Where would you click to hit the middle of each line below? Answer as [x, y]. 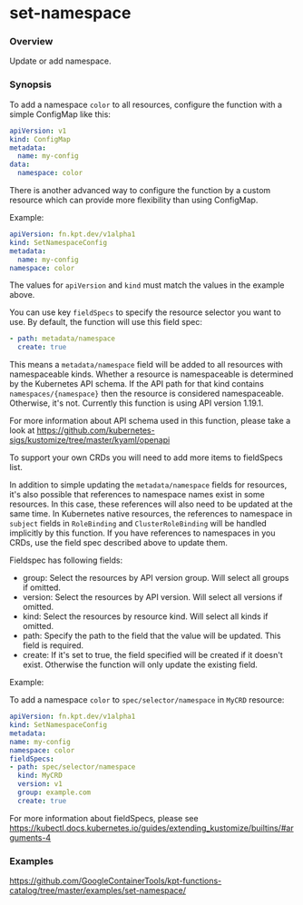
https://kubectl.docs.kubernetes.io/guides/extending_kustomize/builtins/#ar [151, 828]
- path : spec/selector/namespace [73, 767]
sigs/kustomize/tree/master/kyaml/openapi [90, 440]
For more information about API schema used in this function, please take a [150, 421]
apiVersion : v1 [38, 131]
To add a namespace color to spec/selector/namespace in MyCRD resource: [147, 700]
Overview [31, 42]
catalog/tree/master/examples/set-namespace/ [98, 890]
